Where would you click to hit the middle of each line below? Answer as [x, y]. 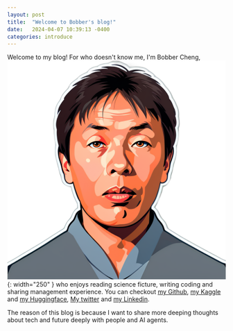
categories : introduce [40, 37]
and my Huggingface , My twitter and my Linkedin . [79, 299]
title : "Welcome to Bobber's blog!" [62, 22]
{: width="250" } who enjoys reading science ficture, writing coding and [110, 285]
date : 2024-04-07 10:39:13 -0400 [59, 29]
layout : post [26, 15]
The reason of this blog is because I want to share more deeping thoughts [113, 313]
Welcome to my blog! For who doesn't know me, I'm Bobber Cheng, [104, 57]
